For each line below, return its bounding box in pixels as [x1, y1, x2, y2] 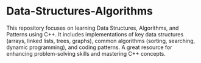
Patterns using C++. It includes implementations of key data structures [6, 30, 184, 38]
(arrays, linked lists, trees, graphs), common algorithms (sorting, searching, [6, 37, 196, 44]
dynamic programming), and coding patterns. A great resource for [6, 44, 172, 51]
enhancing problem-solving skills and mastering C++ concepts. [6, 50, 166, 57]
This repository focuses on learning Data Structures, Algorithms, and [6, 24, 179, 31]
